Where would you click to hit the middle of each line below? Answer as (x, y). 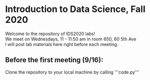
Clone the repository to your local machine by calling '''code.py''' (72, 72)
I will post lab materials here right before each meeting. (62, 44)
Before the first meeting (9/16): (54, 60)
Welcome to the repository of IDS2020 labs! (50, 33)
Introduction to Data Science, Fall (75, 9)
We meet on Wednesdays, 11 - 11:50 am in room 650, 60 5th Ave (71, 39)
